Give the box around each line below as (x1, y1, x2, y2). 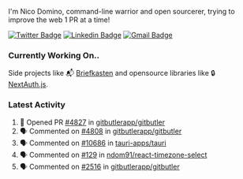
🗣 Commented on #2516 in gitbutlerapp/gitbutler (19, 162, 180, 171)
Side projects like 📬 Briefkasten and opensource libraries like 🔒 (8, 69, 215, 78)
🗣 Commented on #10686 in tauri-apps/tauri (19, 138, 167, 147)
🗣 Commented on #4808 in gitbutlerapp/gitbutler (19, 126, 182, 136)
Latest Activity (8, 99, 65, 110)
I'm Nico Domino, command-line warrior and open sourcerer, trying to (8, 7, 235, 16)
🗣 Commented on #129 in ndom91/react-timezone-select (19, 150, 207, 159)
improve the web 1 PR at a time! (8, 15, 110, 24)
